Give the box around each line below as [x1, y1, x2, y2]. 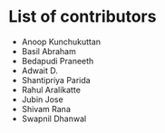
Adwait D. [21, 65, 58, 76]
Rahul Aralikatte [21, 84, 81, 95]
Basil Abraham [21, 45, 76, 56]
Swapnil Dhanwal [21, 113, 87, 124]
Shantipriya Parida [21, 74, 92, 85]
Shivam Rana [21, 103, 72, 114]
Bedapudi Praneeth [21, 55, 94, 66]
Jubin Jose [21, 93, 64, 105]
